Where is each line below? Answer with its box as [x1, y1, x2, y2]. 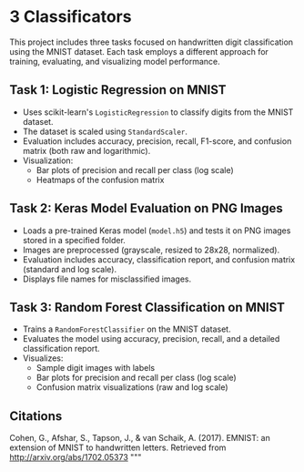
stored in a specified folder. [22, 234, 126, 245]
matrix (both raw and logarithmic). [22, 145, 151, 156]
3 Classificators [9, 6, 132, 27]
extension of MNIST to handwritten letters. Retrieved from [9, 442, 227, 453]
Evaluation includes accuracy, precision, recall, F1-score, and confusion [22, 135, 292, 147]
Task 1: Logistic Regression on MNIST [9, 82, 227, 97]
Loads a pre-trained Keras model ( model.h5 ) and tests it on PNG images [22, 225, 291, 236]
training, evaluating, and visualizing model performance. [9, 56, 220, 67]
